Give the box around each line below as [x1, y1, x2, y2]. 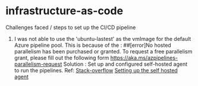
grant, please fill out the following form [14, 54, 109, 61]
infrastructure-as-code [5, 4, 123, 18]
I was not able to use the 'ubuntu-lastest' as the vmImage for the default [14, 35, 191, 42]
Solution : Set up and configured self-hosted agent [63, 60, 188, 68]
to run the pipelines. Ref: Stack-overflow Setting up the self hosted [14, 66, 178, 74]
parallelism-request [14, 60, 62, 68]
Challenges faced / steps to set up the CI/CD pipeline [5, 24, 136, 31]
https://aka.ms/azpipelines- [110, 54, 178, 61]
